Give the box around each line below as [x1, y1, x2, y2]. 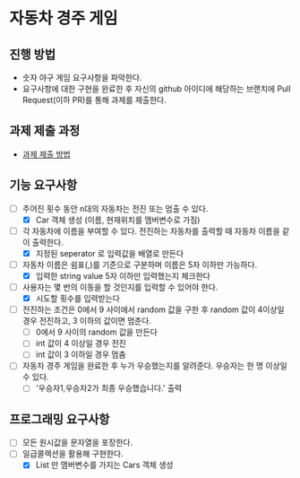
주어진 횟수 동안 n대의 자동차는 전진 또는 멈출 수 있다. [21, 203, 209, 213]
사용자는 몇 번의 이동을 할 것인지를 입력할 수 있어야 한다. [21, 282, 219, 292]
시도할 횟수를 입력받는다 [35, 293, 121, 304]
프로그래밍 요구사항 [9, 412, 110, 427]
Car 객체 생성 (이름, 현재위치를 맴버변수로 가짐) [35, 214, 201, 225]
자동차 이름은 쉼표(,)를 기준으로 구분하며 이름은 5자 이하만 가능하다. [21, 259, 258, 270]
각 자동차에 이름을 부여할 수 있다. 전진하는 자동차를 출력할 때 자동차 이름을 [21, 225, 280, 236]
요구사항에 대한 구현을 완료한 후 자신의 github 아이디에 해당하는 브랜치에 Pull [21, 83, 291, 94]
